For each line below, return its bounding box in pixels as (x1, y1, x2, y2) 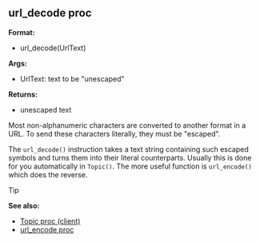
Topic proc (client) (19, 216, 81, 226)
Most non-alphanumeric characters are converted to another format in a (8, 120, 246, 130)
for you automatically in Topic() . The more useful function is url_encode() (8, 161, 252, 171)
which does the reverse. (8, 169, 88, 179)
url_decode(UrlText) (19, 43, 86, 53)
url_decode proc (8, 6, 92, 20)
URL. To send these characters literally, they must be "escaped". (8, 129, 221, 138)
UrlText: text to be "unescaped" (19, 73, 125, 83)
